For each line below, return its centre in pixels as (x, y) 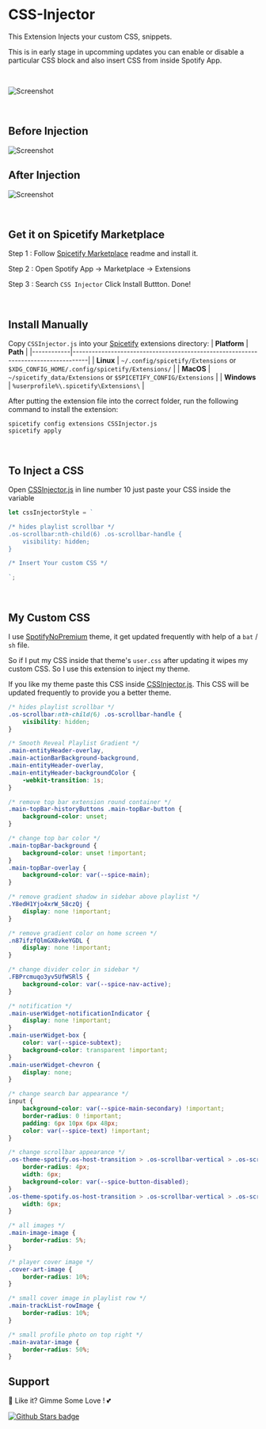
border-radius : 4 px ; (56, 1167)
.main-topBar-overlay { (47, 868)
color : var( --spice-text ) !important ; (86, 1130)
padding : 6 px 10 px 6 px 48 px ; (70, 1123)
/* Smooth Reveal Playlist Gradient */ (74, 743)
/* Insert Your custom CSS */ (58, 563)
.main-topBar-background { (53, 845)
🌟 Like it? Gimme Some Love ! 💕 (60, 1400)
